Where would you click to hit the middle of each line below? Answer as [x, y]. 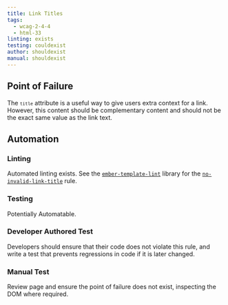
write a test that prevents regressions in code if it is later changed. [101, 254]
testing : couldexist [37, 45]
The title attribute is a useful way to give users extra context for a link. [107, 103]
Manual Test [28, 271]
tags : [15, 20]
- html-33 [27, 33]
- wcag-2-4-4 [32, 26]
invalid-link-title [35, 182]
